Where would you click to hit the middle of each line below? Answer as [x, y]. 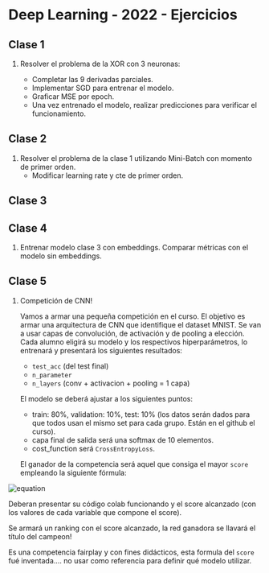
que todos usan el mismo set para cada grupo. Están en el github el [143, 423]
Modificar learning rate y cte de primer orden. [108, 175]
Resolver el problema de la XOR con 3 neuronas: [100, 64]
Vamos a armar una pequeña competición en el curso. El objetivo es [132, 316]
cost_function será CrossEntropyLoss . [93, 448]
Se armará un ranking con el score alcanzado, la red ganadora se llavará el [132, 528]
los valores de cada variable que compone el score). [95, 512]
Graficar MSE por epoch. [73, 97]
